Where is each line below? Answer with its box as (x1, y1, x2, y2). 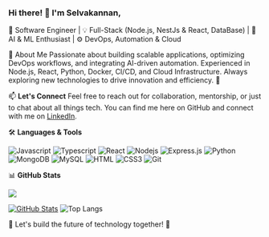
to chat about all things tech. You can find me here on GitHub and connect (8, 103, 254, 113)
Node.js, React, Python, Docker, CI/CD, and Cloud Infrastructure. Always (8, 67, 248, 77)
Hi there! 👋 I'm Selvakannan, (8, 7, 122, 18)
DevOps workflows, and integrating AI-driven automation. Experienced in (8, 58, 251, 68)
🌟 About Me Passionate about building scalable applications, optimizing (8, 50, 245, 59)
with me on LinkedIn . (8, 111, 78, 121)
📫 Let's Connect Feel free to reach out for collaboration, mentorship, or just (8, 91, 262, 101)
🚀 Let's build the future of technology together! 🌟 (8, 219, 171, 229)
